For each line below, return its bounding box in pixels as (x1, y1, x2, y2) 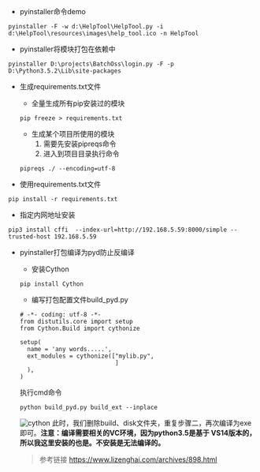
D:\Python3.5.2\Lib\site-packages (8, 67, 122, 75)
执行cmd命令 (19, 388, 62, 397)
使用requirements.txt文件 (19, 180, 102, 189)
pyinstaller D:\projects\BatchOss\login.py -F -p (8, 60, 175, 68)
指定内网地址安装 (19, 210, 76, 219)
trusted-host (8, 233, 51, 241)
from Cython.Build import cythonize (19, 324, 140, 332)
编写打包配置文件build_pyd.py (31, 295, 128, 304)
